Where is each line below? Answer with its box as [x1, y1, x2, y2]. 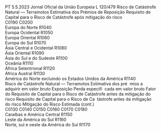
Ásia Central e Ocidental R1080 [5, 45, 67, 51]
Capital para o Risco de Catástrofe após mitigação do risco [5, 14, 122, 20]
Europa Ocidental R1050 [5, 30, 53, 35]
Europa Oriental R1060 [5, 35, 50, 40]
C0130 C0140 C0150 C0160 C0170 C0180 [5, 106, 88, 112]
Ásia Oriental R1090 [5, 50, 44, 56]
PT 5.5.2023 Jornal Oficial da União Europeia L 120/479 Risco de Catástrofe [5, 4, 156, 10]
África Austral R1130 [5, 71, 45, 76]
